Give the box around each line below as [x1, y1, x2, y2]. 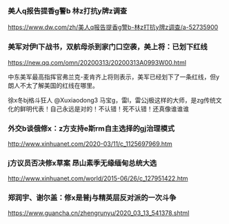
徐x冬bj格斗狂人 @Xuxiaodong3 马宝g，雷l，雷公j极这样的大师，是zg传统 [8, 95, 217, 104]
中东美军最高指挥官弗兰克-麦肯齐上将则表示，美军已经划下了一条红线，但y [8, 73, 220, 81]
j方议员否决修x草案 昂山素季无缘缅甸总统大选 [8, 158, 157, 167]
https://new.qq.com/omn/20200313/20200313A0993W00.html [8, 58, 187, 66]
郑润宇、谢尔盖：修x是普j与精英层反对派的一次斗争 [8, 193, 177, 203]
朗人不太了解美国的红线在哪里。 [8, 81, 99, 89]
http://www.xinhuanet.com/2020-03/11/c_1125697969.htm [8, 140, 172, 148]
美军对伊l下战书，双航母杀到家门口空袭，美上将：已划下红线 [8, 42, 208, 52]
